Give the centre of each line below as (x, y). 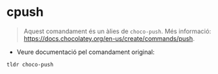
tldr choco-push (30, 64)
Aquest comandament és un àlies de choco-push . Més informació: (117, 31)
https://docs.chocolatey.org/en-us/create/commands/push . (109, 38)
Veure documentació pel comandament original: (85, 52)
